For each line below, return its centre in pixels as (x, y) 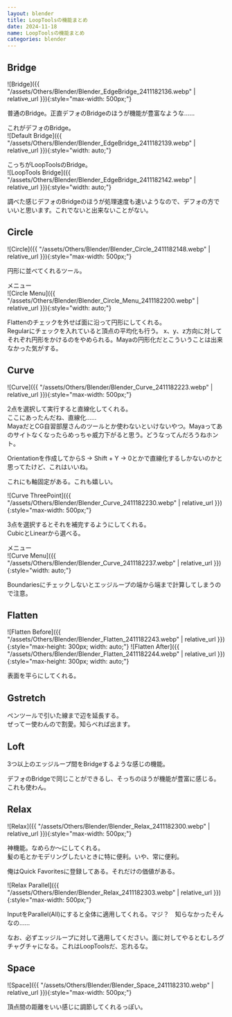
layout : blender (30, 14)
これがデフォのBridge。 (41, 127)
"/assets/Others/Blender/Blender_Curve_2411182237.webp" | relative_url (110, 563)
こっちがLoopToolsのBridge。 (49, 164)
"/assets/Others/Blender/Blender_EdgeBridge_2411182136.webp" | (101, 91)
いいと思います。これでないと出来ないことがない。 (80, 210)
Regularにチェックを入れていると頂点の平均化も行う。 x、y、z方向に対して (115, 330)
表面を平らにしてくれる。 (44, 675)
